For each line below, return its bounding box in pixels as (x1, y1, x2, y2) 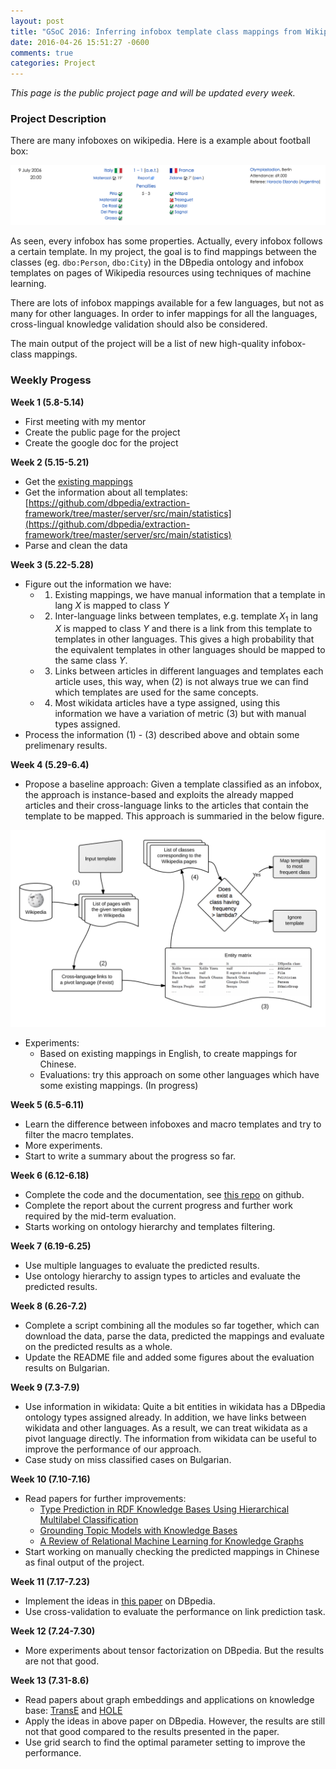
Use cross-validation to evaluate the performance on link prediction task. (24, 1606, 326, 1618)
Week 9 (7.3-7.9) (10, 1381, 80, 1394)
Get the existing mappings (24, 475, 133, 487)
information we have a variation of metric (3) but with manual (54, 708, 307, 720)
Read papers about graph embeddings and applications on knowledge (24, 1694, 315, 1706)
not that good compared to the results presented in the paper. (24, 1726, 280, 1738)
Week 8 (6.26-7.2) (10, 1300, 88, 1312)
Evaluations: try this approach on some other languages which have (39, 1069, 320, 1081)
